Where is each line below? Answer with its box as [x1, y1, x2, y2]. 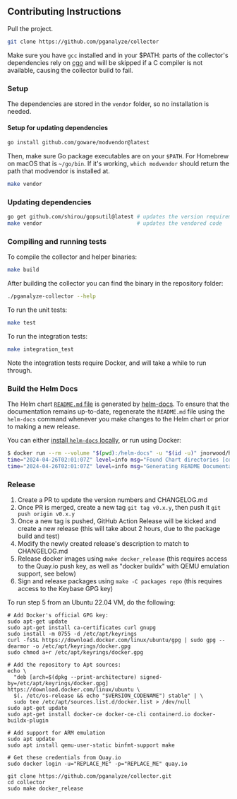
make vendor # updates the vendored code [7, 220, 222, 227]
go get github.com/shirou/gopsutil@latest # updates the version [7, 214, 203, 221]
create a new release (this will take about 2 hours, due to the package [17, 525, 221, 532]
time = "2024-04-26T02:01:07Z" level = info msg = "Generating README [7, 462, 200, 470]
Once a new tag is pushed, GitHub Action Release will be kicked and [17, 517, 217, 525]
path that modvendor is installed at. [7, 167, 111, 175]
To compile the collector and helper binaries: [7, 252, 138, 261]
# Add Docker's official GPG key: [7, 612, 109, 619]
